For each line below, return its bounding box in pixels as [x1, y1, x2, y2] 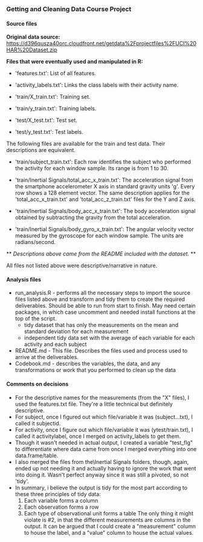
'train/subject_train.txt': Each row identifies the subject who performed [14, 158, 192, 165]
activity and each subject [24, 341, 87, 348]
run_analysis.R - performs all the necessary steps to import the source [14, 289, 190, 297]
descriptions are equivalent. [6, 147, 76, 154]
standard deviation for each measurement [24, 328, 129, 335]
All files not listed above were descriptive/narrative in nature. [6, 262, 158, 269]
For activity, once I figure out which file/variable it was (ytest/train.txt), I [14, 426, 193, 433]
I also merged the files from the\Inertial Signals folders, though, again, [14, 458, 189, 465]
